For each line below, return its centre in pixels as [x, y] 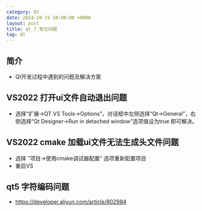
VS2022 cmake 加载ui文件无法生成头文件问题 [92, 142]
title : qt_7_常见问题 [32, 29]
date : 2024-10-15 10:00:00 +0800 [49, 18]
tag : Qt [16, 35]
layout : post [23, 23]
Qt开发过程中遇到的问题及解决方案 [58, 76]
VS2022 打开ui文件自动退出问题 [67, 98]
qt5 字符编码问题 [38, 187]
